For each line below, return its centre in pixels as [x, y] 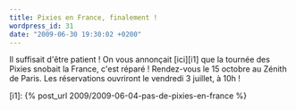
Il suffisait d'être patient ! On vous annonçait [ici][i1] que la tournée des [140, 60]
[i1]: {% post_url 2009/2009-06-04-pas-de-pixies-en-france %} [128, 96]
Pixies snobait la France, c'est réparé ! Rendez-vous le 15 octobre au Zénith [148, 69]
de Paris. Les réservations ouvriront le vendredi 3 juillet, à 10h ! [125, 79]
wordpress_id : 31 [42, 26]
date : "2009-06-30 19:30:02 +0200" [76, 34]
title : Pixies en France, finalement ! [84, 17]
